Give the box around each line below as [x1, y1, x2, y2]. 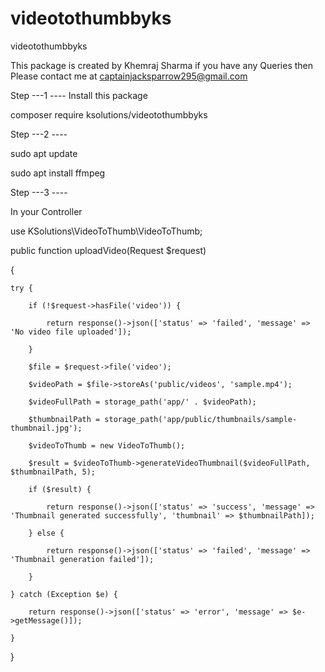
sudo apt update [10, 147, 78, 159]
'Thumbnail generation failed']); [10, 554, 155, 564]
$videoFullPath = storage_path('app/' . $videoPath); [28, 397, 257, 407]
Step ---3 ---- [10, 186, 68, 198]
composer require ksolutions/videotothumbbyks [10, 108, 208, 121]
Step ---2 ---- [10, 128, 68, 140]
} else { [28, 528, 65, 538]
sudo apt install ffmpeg [10, 167, 106, 179]
